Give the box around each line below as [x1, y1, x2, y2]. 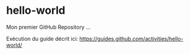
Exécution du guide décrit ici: [6, 35, 79, 42]
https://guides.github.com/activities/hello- [79, 35, 184, 42]
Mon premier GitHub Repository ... [6, 23, 91, 31]
